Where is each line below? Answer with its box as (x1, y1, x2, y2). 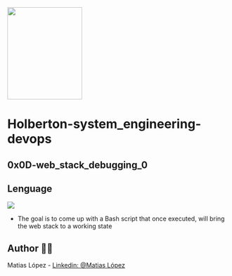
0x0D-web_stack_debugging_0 (7, 159, 148, 171)
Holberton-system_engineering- (7, 116, 202, 132)
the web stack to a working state (17, 222, 112, 230)
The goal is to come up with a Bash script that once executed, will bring (17, 214, 225, 223)
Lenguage (7, 183, 53, 195)
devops (7, 131, 52, 147)
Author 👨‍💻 (7, 242, 53, 254)
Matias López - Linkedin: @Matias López (7, 261, 125, 270)
